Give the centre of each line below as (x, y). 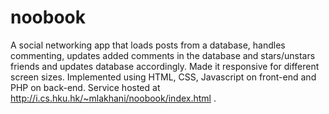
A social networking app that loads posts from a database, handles (148, 45)
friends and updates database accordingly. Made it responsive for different (165, 66)
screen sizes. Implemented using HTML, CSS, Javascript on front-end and (163, 77)
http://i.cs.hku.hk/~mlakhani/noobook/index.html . (113, 98)
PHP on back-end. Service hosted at (85, 87)
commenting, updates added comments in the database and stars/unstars (163, 55)
